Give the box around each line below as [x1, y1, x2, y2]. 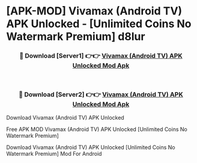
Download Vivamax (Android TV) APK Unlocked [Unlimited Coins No [6, 143, 175, 151]
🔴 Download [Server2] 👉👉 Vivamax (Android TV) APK [19, 90, 183, 99]
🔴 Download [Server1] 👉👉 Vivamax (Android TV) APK [19, 52, 183, 60]
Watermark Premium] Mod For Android [6, 150, 102, 157]
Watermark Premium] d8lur [6, 30, 145, 43]
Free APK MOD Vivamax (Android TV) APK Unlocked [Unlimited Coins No [6, 125, 187, 133]
